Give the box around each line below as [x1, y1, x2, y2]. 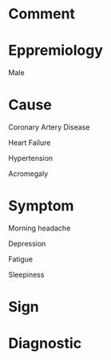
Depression [8, 239, 46, 248]
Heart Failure [8, 138, 51, 148]
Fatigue [8, 254, 34, 264]
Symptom [8, 197, 74, 215]
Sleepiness [8, 270, 45, 279]
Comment [8, 5, 76, 23]
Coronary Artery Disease [8, 122, 90, 132]
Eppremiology [8, 42, 104, 60]
